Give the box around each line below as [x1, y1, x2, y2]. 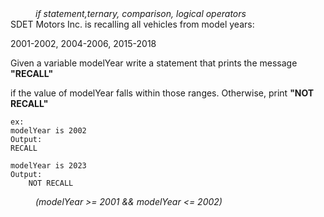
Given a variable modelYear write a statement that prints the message [10, 57, 298, 69]
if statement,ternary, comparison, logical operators [35, 8, 247, 19]
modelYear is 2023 [10, 161, 87, 171]
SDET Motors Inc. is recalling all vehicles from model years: [10, 18, 255, 30]
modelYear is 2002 [10, 126, 87, 136]
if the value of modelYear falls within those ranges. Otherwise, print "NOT [10, 87, 315, 99]
